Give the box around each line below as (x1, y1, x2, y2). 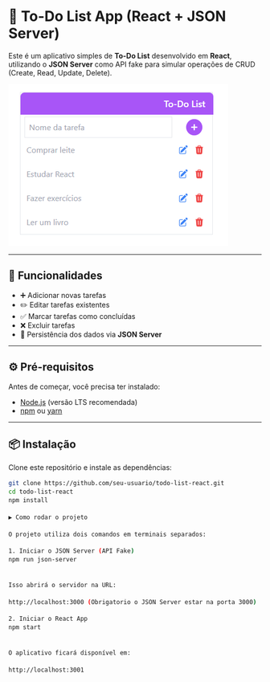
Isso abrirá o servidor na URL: (8, 581, 117, 589)
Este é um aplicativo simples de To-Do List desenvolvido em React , (8, 51, 232, 60)
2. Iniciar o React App (8, 615, 88, 623)
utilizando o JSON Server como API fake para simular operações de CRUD (8, 59, 256, 69)
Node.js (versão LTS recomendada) (19, 397, 138, 406)
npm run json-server (8, 556, 78, 564)
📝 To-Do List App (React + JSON (8, 7, 227, 26)
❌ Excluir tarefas (19, 321, 76, 330)
